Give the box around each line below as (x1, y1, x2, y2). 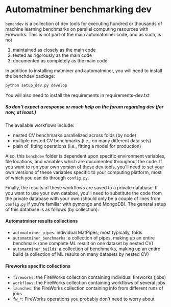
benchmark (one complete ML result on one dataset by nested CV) (12, 240, 154, 246)
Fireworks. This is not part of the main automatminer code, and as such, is (5, 31, 162, 37)
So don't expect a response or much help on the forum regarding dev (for (5, 104, 164, 110)
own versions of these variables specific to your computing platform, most (5, 169, 162, 175)
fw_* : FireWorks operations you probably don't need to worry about (12, 296, 155, 302)
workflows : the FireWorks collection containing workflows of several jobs (12, 280, 166, 286)
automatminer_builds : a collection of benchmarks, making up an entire (12, 246, 161, 252)
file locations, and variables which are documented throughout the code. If (5, 158, 162, 164)
